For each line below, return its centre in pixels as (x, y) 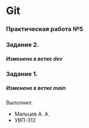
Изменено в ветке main (36, 88)
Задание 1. (22, 74)
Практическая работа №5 (44, 29)
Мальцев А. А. (32, 114)
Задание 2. (23, 45)
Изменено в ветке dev (34, 58)
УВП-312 (25, 120)
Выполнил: (19, 102)
